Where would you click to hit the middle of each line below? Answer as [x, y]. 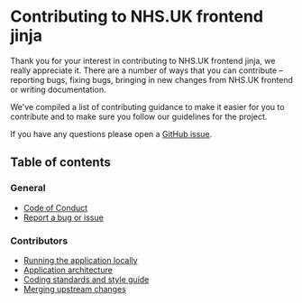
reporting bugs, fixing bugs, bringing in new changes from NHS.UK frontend [152, 79]
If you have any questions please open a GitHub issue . [111, 133]
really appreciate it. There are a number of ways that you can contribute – [146, 70]
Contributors [39, 241]
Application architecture [68, 270]
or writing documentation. [58, 89]
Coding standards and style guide [86, 279]
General [28, 188]
